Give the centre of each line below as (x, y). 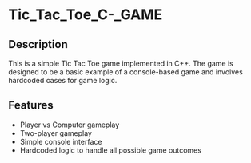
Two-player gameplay (56, 133)
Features (31, 105)
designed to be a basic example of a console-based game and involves (126, 72)
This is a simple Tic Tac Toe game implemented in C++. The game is (121, 63)
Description (38, 44)
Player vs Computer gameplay (70, 125)
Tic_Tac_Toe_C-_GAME (86, 15)
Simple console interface (61, 141)
